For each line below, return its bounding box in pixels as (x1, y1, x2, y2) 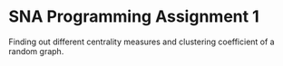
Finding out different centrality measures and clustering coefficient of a (8, 36, 275, 47)
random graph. (8, 45, 64, 56)
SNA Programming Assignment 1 (8, 6, 259, 27)
